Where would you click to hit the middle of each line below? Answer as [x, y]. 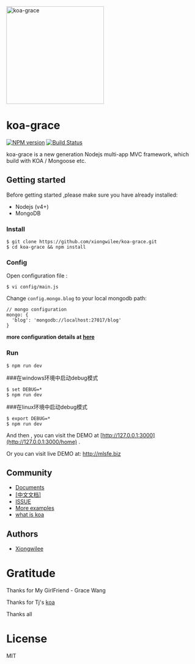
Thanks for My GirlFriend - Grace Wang [56, 590]
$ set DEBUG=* [24, 389]
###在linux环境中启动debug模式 [47, 407]
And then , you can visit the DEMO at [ [54, 435]
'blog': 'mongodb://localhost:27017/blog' [67, 320]
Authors [22, 534]
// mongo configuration [37, 310]
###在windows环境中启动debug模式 [52, 378]
